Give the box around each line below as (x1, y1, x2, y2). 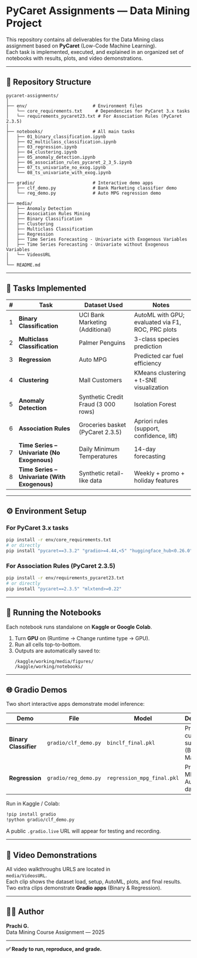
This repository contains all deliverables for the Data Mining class (6, 36, 164, 43)
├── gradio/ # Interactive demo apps (6, 180, 154, 186)
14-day (134, 444, 156, 453)
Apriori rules (134, 417, 168, 425)
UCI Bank (79, 311, 105, 319)
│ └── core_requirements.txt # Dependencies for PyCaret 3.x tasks (6, 108, 191, 114)
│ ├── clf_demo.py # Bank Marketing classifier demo (6, 185, 177, 191)
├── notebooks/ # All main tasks (6, 128, 135, 134)
